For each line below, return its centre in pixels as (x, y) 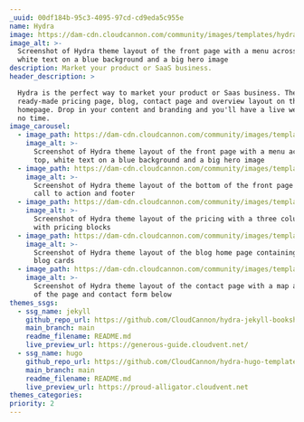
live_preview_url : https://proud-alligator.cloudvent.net (137, 387)
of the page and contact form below (102, 295)
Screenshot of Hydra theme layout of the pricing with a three (155, 219)
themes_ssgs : (34, 303)
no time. (34, 118)
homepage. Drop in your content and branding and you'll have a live (151, 109)
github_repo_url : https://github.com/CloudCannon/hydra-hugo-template (161, 361)
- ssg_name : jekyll (54, 311)
